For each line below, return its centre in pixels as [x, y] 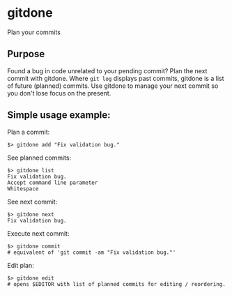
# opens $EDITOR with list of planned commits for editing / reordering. [117, 284]
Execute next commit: [38, 233]
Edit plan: [21, 265]
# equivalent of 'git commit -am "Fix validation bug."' [92, 252]
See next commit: [32, 202]
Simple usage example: [59, 115]
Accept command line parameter [53, 183]
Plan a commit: [29, 132]
